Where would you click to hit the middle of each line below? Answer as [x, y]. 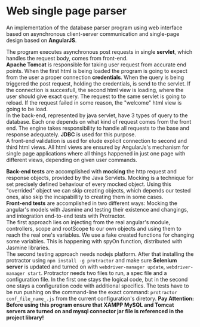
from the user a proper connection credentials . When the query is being [95, 77]
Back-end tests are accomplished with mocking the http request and [92, 171]
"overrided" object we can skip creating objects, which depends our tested [99, 190]
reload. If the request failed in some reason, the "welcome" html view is [94, 102]
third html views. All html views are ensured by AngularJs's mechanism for [98, 147]
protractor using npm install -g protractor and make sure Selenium [92, 260]
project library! [25, 317]
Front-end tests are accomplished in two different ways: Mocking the [92, 203]
